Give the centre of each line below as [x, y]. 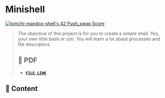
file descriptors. [34, 44]
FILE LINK [36, 73]
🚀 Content [22, 89]
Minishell [25, 9]
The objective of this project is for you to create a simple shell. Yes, [88, 33]
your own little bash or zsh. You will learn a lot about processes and [89, 39]
